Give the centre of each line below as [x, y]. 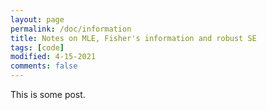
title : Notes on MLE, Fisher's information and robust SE [133, 38]
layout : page [37, 19]
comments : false [44, 66]
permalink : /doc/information [71, 29]
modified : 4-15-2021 [53, 57]
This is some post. [48, 94]
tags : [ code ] [37, 47]
